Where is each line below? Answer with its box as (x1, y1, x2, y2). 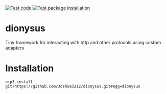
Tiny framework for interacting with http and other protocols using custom (5, 39, 161, 45)
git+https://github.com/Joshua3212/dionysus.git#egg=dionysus (5, 84, 140, 89)
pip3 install (5, 79, 33, 84)
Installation (5, 62, 54, 74)
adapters (5, 45, 25, 51)
